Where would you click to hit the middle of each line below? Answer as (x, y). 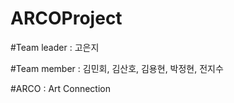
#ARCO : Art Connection (61, 88)
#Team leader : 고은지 (55, 47)
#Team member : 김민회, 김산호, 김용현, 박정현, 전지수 (117, 68)
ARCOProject (66, 18)
